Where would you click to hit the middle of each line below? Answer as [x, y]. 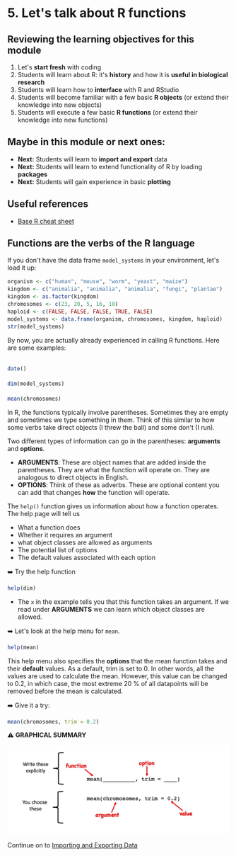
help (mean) [23, 647]
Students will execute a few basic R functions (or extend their [107, 112]
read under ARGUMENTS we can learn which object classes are [111, 609]
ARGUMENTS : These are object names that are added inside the [112, 462]
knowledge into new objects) [60, 105]
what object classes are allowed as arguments [85, 542]
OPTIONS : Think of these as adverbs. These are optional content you [119, 485]
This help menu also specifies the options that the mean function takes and [117, 661]
